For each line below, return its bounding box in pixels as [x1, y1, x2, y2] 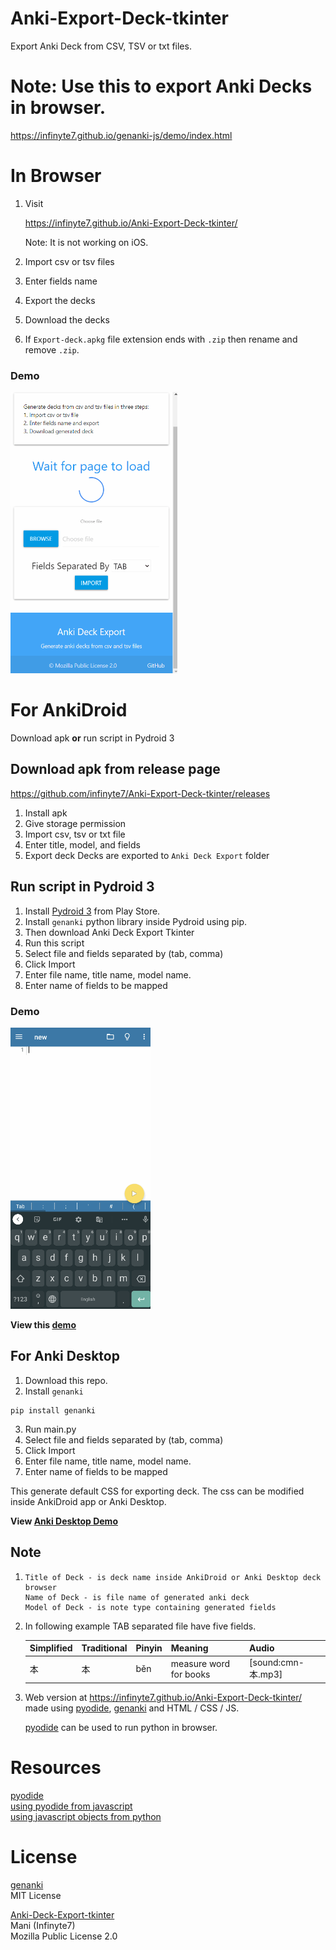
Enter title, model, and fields [24, 838, 141, 851]
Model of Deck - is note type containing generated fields [24, 1602, 277, 1612]
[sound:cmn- [249, 1657, 305, 1669]
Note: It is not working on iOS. [24, 236, 149, 248]
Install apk [24, 807, 68, 819]
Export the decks [24, 294, 96, 306]
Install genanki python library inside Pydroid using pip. [24, 915, 248, 927]
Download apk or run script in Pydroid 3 [10, 732, 175, 744]
